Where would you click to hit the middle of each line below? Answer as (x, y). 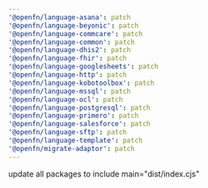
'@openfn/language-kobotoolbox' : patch (82, 83)
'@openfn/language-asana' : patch (70, 17)
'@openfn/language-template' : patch (75, 140)
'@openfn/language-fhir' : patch (67, 58)
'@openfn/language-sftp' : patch (67, 132)
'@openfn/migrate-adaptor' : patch (72, 148)
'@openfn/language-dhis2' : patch (70, 50)
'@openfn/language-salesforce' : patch (79, 124)
